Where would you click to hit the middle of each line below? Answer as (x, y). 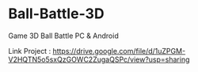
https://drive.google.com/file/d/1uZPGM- (119, 51)
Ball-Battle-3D (56, 14)
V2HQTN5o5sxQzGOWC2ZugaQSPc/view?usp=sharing (99, 59)
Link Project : (30, 51)
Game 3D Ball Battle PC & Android (63, 36)
